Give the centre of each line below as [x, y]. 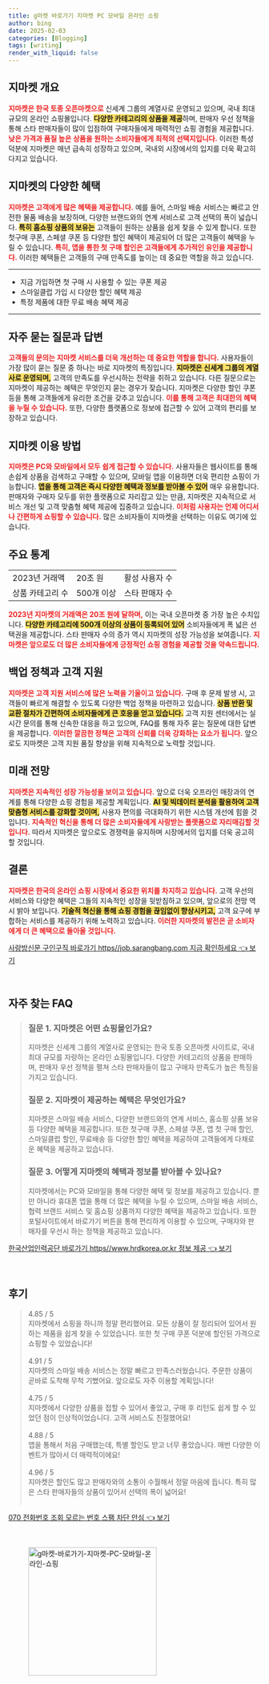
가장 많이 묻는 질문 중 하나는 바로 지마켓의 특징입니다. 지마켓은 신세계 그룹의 [126, 368]
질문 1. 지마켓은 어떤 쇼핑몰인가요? [90, 1028]
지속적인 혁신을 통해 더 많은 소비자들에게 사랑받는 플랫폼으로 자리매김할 [142, 822]
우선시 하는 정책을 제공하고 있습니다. [106, 1231]
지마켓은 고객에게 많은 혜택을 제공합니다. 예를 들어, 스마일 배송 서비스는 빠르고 [129, 207]
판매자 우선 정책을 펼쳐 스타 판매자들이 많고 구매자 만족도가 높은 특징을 [149, 1067]
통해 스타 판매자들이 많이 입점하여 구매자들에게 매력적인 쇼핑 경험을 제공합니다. [131, 128]
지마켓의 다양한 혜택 [54, 187]
